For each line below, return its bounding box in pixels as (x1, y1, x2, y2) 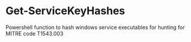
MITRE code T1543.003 (5, 30, 64, 37)
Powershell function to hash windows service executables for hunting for (5, 24, 186, 31)
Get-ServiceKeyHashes (5, 4, 125, 18)
